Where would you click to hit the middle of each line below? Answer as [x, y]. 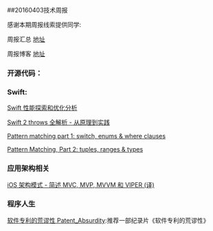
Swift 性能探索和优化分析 [42, 108]
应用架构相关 [29, 169]
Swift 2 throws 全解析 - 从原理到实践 [58, 123]
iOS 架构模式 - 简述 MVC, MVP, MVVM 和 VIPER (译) [81, 184]
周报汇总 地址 [26, 39]
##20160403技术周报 [37, 10]
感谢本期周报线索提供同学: [44, 25]
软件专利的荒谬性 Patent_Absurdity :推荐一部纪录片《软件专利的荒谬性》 [108, 220]
